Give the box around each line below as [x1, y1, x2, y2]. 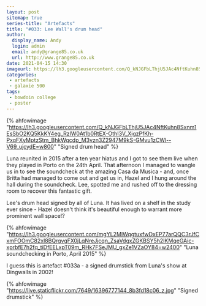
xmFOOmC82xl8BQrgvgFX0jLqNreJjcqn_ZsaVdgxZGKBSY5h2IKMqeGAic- [6, 237, 194, 244]
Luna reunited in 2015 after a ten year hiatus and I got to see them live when [6, 154, 198, 162]
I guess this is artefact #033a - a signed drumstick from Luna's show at [6, 261, 187, 269]
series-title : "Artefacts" [6, 20, 75, 26]
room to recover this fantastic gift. [6, 187, 92, 195]
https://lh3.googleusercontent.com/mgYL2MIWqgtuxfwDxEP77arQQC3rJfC [9, 230, 200, 237]
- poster [9, 100, 32, 106]
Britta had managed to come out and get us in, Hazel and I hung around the [6, 174, 197, 181]
